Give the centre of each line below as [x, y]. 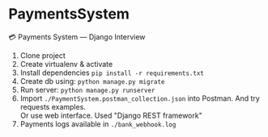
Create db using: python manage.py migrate [92, 81]
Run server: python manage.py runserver [87, 89]
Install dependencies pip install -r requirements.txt [112, 73]
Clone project [43, 55]
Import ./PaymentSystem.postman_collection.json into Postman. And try [140, 98]
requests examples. [53, 106]
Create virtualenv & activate [66, 64]
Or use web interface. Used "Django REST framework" [111, 115]
